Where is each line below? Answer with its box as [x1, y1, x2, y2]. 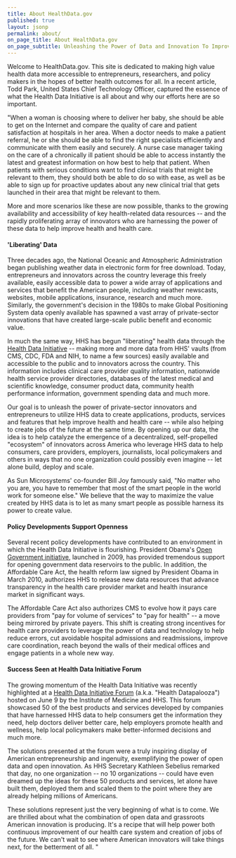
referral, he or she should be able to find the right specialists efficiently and [7, 136, 225, 144]
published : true [7, 17, 55, 24]
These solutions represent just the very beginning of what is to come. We [7, 805, 219, 814]
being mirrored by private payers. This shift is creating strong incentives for [7, 619, 226, 627]
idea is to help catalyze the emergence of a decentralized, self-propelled [7, 433, 218, 441]
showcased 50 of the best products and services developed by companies [7, 703, 224, 712]
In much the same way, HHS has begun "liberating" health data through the [7, 337, 225, 346]
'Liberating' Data [7, 240, 58, 248]
